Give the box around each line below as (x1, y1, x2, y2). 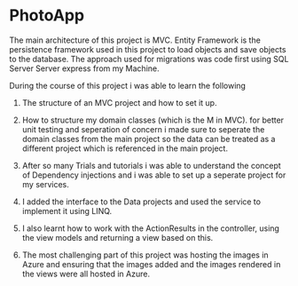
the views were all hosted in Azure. (21, 268, 151, 279)
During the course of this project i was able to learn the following (9, 80, 247, 91)
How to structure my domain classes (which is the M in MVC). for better (21, 115, 285, 125)
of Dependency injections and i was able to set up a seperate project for (21, 170, 286, 180)
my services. (21, 179, 69, 189)
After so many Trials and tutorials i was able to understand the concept (21, 160, 281, 171)
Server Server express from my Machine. (9, 63, 160, 74)
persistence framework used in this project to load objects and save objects (9, 44, 286, 54)
